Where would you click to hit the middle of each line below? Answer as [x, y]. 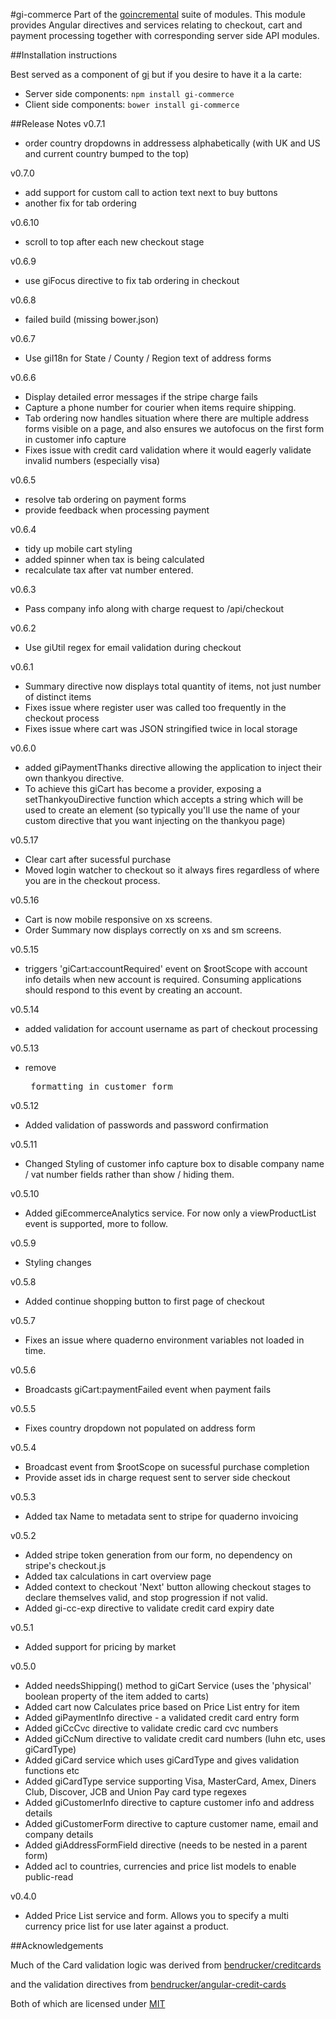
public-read [49, 1877]
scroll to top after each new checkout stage [114, 242]
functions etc [52, 1770]
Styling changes [58, 1262]
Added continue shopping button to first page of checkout [144, 1301]
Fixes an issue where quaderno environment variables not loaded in [164, 1340]
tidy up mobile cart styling [78, 548]
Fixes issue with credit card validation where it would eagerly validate [168, 450]
